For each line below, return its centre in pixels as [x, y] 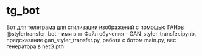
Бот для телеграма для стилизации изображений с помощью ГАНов [95, 27]
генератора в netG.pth [35, 46]
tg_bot [23, 11]
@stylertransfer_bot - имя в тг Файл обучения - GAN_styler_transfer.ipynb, [101, 33]
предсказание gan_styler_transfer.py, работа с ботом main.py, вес [91, 40]
